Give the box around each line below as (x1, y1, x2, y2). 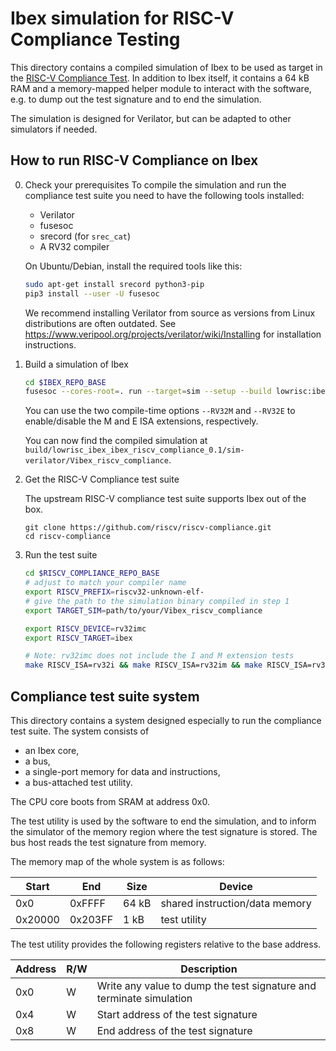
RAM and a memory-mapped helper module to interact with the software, (10, 82, 312, 94)
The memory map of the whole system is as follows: (10, 855, 225, 867)
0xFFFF (69, 896, 106, 910)
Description (180, 962, 238, 976)
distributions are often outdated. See (24, 317, 177, 329)
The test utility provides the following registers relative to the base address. (10, 938, 322, 950)
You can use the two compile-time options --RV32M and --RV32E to (24, 405, 296, 417)
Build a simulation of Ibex (24, 358, 129, 370)
